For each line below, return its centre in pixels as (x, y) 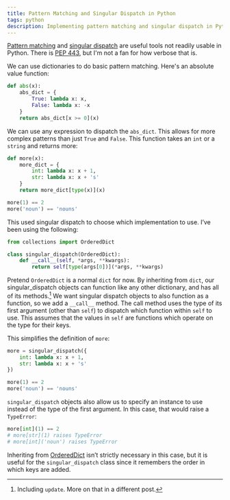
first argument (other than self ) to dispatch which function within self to (110, 310)
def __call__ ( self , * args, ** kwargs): (75, 261)
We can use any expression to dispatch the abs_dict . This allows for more (111, 131)
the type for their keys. (39, 325)
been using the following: (43, 229)
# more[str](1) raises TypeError (55, 435)
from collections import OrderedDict (61, 242)
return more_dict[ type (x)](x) (63, 190)
